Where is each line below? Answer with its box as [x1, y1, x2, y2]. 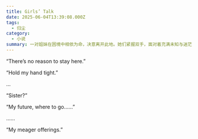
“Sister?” [6, 92, 28, 99]
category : [6, 31, 31, 37]
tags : [6, 19, 19, 25]
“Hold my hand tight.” [6, 69, 58, 76]
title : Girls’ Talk [6, 8, 54, 15]
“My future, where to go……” [6, 103, 75, 110]
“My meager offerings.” [6, 126, 63, 133]
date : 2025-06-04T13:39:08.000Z [6, 14, 85, 20]
